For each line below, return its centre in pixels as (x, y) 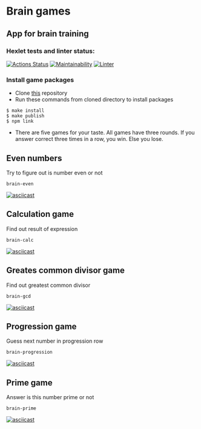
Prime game (29, 383)
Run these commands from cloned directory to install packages (94, 100)
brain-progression (29, 352)
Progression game (41, 327)
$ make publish (25, 116)
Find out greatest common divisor (48, 285)
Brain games (38, 11)
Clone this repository (41, 93)
